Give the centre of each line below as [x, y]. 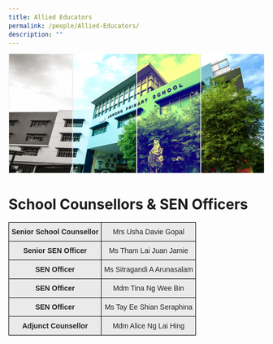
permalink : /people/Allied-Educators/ [74, 26]
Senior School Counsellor [55, 232]
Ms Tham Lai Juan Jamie [148, 251]
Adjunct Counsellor [55, 326]
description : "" [36, 34]
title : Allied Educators [50, 17]
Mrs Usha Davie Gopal [149, 232]
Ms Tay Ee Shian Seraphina [148, 307]
